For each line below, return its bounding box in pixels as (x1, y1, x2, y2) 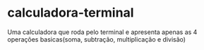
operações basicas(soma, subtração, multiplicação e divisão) (7, 35, 186, 43)
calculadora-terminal (7, 5, 134, 21)
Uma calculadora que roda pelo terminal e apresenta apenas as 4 (7, 28, 198, 36)
